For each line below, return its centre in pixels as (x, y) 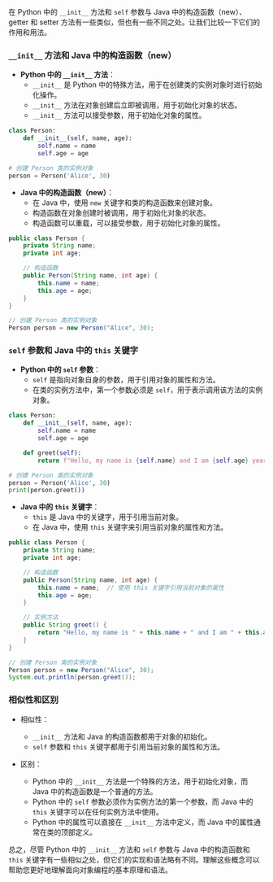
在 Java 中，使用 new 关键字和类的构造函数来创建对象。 (125, 203)
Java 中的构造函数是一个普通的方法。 (95, 791)
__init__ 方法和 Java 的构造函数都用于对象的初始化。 (122, 736)
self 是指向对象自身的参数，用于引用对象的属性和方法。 (126, 380)
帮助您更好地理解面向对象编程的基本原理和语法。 (90, 870)
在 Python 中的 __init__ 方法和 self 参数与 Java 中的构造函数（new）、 (127, 12)
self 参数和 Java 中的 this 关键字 (74, 351)
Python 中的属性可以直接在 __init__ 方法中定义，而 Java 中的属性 (143, 822)
